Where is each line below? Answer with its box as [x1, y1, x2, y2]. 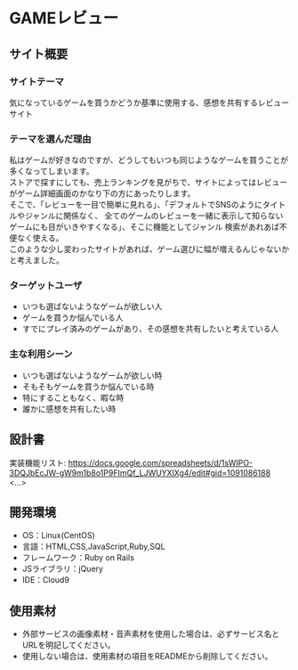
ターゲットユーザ [9, 280, 83, 292]
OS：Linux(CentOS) [21, 530, 96, 541]
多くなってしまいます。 [9, 166, 94, 176]
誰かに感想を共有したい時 [21, 403, 117, 414]
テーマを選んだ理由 [9, 133, 92, 145]
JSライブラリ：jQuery [21, 563, 104, 575]
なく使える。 [16, 233, 64, 243]
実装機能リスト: [9, 457, 67, 468]
